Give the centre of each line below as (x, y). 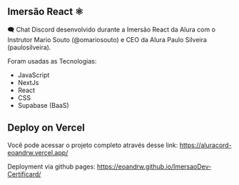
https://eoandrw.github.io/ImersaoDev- (154, 166)
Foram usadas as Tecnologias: (52, 61)
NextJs (28, 82)
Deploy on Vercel (46, 128)
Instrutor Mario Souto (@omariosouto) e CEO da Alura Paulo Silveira (107, 39)
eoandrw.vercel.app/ (38, 152)
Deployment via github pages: (51, 166)
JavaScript (34, 75)
